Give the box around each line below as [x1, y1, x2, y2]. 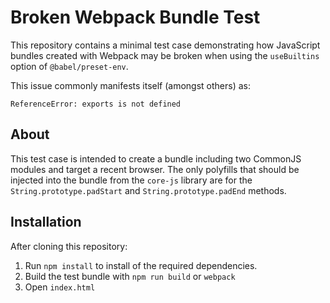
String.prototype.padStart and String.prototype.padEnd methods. [10, 184, 287, 196]
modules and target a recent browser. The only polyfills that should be [10, 163, 300, 175]
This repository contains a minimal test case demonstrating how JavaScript [10, 39, 321, 51]
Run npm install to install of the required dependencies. [24, 259, 258, 271]
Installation [10, 214, 82, 231]
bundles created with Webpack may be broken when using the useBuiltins [10, 49, 320, 61]
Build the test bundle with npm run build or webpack [24, 270, 236, 282]
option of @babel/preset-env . [10, 60, 129, 72]
